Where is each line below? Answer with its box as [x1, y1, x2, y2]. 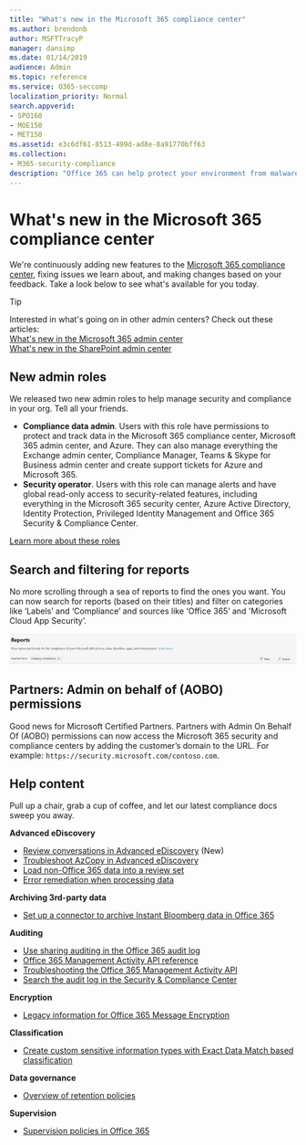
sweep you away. [9, 810, 75, 821]
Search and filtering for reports [9, 562, 189, 577]
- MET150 [9, 131, 43, 140]
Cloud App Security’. [9, 615, 87, 626]
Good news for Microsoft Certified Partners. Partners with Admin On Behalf [9, 720, 292, 731]
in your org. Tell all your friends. [9, 403, 129, 415]
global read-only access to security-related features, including [22, 488, 258, 499]
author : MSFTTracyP [9, 34, 84, 43]
